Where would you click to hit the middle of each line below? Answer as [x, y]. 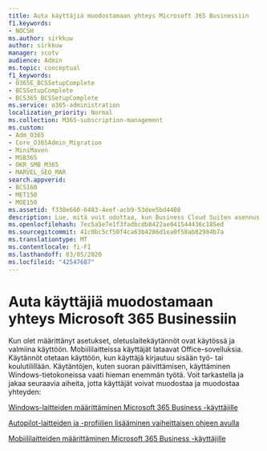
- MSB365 [23, 157]
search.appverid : [37, 180]
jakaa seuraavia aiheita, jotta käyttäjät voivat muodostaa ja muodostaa [124, 384]
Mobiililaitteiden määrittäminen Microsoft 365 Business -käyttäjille [117, 439]
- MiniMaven [28, 150]
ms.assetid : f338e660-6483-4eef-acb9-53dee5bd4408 [95, 209]
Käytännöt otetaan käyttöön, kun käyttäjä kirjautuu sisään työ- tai [116, 358]
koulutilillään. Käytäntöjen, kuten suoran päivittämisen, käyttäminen [119, 367]
